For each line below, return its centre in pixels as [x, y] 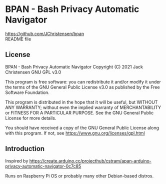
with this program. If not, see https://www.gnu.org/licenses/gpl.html [75, 133]
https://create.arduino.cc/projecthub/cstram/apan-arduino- [90, 160]
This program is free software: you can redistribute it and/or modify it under [83, 81]
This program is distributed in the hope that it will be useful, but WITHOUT [81, 102]
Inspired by [17, 160]
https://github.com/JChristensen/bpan [44, 33]
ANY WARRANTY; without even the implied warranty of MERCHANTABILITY [83, 107]
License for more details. [31, 118]
